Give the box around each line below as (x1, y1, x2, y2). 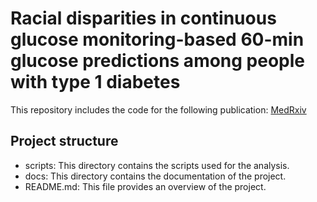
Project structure (10, 133, 119, 150)
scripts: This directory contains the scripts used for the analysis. (24, 159, 290, 171)
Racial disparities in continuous (10, 7, 277, 30)
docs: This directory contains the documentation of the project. (24, 170, 287, 182)
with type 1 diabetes (10, 71, 181, 94)
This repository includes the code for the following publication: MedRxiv (10, 103, 307, 116)
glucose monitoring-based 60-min (10, 28, 305, 51)
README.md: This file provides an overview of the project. (24, 180, 267, 192)
